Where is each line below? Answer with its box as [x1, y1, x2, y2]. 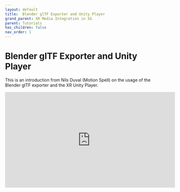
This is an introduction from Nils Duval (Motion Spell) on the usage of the [5, 77, 151, 83]
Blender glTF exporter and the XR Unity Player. [5, 82, 98, 88]
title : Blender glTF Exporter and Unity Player [5, 12, 105, 17]
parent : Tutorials [5, 20, 42, 26]
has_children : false [5, 25, 47, 30]
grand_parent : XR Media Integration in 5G [5, 16, 92, 21]
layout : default [5, 7, 38, 12]
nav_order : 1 [5, 30, 32, 35]
